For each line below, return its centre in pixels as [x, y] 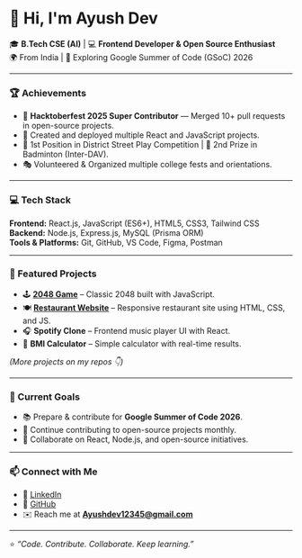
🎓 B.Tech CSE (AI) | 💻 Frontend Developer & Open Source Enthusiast [142, 43]
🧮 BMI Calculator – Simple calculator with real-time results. [132, 343]
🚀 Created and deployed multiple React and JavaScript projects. [141, 135]
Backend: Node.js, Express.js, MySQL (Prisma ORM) [107, 232]
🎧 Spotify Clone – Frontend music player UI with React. [126, 330]
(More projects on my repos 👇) [67, 361]
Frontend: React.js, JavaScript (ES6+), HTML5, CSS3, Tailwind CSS [134, 223]
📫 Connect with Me [53, 472]
